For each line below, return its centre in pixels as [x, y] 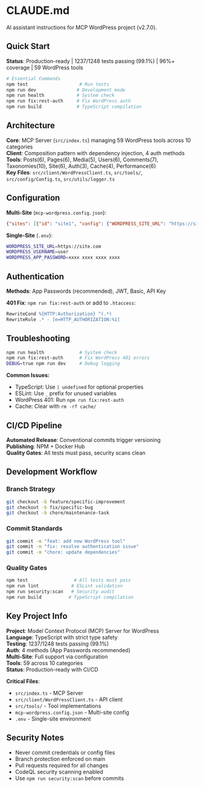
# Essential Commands [34, 78]
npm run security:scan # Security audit [60, 592]
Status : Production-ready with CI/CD [52, 669]
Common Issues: [28, 375]
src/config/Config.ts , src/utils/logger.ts [61, 179]
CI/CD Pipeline [34, 425]
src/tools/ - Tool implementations [58, 706]
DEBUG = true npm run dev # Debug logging [63, 364]
